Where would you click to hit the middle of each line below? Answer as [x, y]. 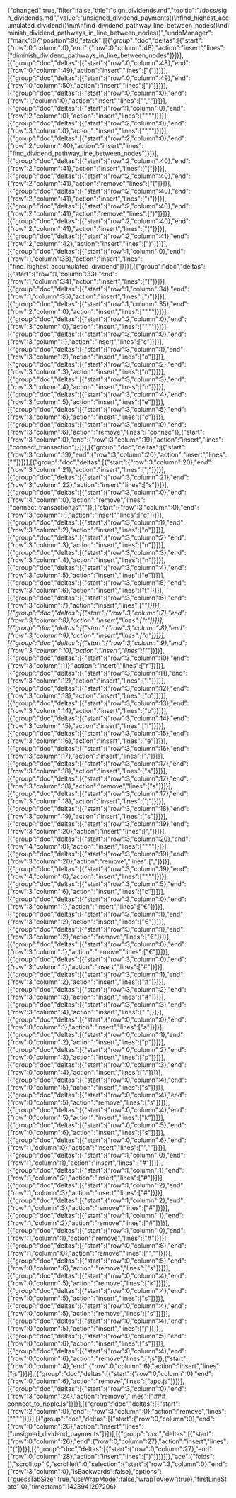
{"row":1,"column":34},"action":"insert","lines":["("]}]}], [87, 281]
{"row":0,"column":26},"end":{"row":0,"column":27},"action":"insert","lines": [118, 1441]
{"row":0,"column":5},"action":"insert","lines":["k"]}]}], [86, 1117]
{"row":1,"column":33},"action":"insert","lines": [75, 259]
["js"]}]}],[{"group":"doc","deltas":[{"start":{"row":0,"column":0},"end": [110, 1374]
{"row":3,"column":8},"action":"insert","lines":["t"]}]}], [85, 620]
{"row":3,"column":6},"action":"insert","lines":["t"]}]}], [85, 590]
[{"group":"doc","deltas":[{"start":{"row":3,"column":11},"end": [98, 673]
